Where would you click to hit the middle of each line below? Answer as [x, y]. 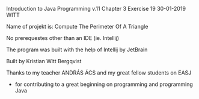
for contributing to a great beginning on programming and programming [104, 84]
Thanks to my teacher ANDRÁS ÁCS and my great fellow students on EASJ [99, 73]
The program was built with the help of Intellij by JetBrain [77, 49]
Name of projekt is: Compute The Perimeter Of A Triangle [77, 27]
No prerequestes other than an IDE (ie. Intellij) [63, 38]
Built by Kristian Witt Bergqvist [44, 61]
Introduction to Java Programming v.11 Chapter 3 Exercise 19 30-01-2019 [96, 9]
